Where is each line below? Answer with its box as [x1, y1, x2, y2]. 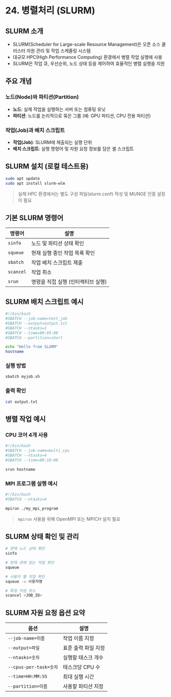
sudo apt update [5, 176, 40, 181]
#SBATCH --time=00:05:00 [5, 330, 58, 336]
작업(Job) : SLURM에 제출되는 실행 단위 [12, 139, 92, 145]
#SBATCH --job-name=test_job [5, 316, 68, 321]
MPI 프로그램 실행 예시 [5, 480, 58, 487]
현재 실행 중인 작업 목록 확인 [31, 250, 95, 257]
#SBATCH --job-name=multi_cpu [5, 448, 70, 454]
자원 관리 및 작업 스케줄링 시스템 [26, 48, 91, 54]
